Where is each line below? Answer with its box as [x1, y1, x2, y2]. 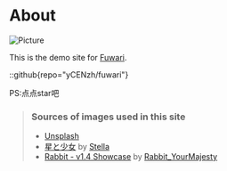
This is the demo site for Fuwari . [9, 52, 127, 62]
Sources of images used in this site [30, 110, 186, 123]
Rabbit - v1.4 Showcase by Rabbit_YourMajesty [44, 151, 218, 162]
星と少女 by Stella [44, 142, 109, 152]
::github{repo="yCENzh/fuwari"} [9, 69, 129, 80]
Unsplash [44, 131, 80, 142]
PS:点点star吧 [9, 87, 60, 98]
